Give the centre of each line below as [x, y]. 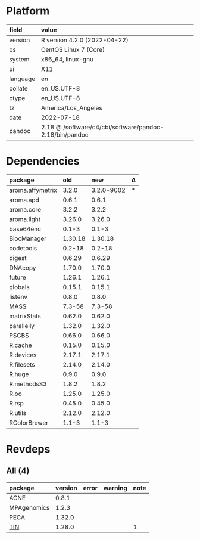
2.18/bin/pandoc [65, 134]
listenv [18, 296]
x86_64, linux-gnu [67, 59]
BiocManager [28, 238]
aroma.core [25, 209]
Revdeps [28, 449]
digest [18, 258]
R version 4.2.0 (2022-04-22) [85, 40]
